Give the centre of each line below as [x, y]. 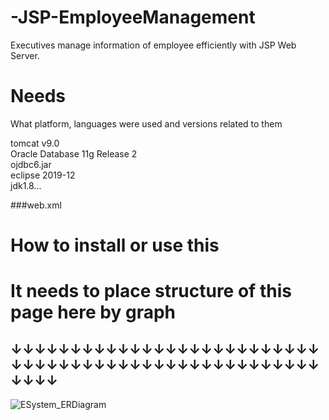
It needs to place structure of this [151, 291]
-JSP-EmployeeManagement [133, 17]
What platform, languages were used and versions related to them [146, 123]
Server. [25, 55]
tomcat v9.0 [35, 143]
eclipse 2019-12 [43, 175]
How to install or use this [115, 245]
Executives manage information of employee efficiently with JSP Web [153, 45]
